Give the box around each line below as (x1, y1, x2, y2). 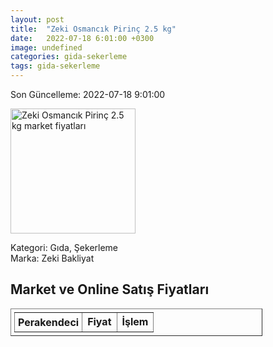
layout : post (10, 14, 65, 25)
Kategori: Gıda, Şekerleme (10, 242, 119, 253)
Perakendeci (18, 315, 80, 329)
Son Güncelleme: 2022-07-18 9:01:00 (10, 89, 166, 100)
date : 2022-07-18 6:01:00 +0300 (10, 33, 155, 43)
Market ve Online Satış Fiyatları (10, 281, 210, 298)
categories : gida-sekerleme (10, 52, 128, 62)
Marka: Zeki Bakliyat (10, 252, 95, 264)
